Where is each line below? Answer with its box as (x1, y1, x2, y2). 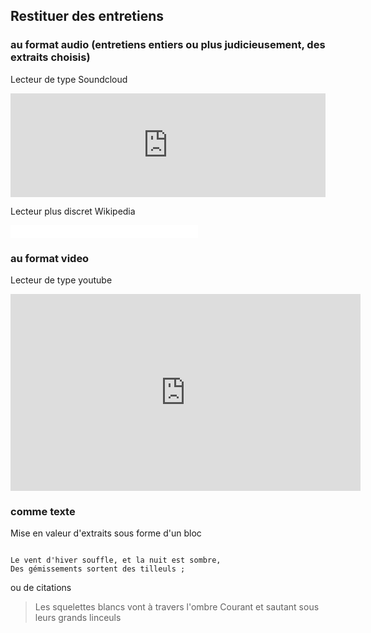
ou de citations (10, 582, 72, 594)
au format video (10, 251, 90, 265)
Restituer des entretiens (10, 8, 165, 25)
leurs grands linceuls (34, 612, 122, 624)
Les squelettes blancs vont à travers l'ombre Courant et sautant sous (34, 601, 320, 613)
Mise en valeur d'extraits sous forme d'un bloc (10, 527, 202, 539)
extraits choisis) (10, 50, 91, 64)
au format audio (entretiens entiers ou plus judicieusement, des (10, 38, 326, 52)
